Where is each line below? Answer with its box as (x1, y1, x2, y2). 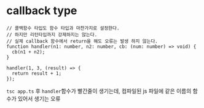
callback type (6, 4, 77, 18)
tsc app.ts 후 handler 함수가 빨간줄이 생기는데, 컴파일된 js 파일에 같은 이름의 (6, 87, 192, 94)
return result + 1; (12, 70, 62, 77)
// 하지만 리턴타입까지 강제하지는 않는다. (6, 31, 98, 37)
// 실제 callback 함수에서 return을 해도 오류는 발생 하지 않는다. (6, 38, 158, 44)
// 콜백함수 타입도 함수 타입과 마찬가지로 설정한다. (6, 25, 120, 31)
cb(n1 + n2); (12, 48, 45, 55)
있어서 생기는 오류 (17, 94, 61, 102)
